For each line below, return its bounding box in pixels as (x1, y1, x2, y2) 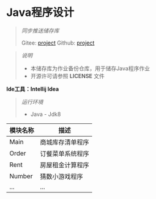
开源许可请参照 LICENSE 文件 (30, 72, 105, 79)
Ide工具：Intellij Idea (6, 85, 59, 92)
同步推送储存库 (21, 27, 59, 34)
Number (9, 172, 33, 180)
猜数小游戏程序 (40, 172, 84, 181)
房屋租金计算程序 (40, 161, 90, 169)
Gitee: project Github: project (21, 39, 95, 46)
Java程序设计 (6, 5, 75, 20)
